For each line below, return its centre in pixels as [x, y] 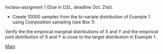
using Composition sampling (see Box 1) [53, 22]
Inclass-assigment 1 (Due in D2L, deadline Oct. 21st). [59, 7]
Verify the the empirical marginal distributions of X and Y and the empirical [82, 31]
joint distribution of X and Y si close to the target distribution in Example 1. [81, 37]
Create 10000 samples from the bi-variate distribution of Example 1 [81, 17]
